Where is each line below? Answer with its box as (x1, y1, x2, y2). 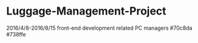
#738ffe (6, 30, 26, 38)
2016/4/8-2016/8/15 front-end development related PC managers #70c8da (6, 24, 193, 31)
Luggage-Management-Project (6, 4, 167, 18)
